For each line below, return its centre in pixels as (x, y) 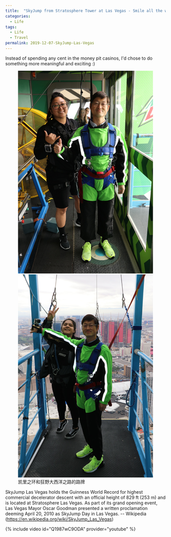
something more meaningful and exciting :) (50, 63)
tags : (11, 27)
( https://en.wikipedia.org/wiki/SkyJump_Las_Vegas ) (59, 519)
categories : (18, 16)
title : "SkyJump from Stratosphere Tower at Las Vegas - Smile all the (84, 11)
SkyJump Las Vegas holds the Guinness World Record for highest (74, 492)
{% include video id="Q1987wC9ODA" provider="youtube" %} (70, 529)
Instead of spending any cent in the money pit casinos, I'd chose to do (79, 58)
